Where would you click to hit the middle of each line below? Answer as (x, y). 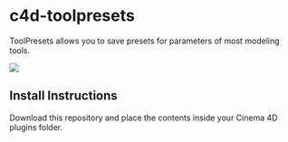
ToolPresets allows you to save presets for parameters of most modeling (144, 41)
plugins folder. (36, 127)
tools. (20, 50)
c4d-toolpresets (72, 16)
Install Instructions (63, 96)
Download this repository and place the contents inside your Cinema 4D (144, 118)
